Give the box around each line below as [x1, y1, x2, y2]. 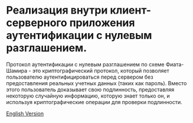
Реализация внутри [6, 4, 108, 17]
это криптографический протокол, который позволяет [32, 67, 169, 74]
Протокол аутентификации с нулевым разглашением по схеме [6, 60, 165, 68]
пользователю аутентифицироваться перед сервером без [6, 73, 153, 80]
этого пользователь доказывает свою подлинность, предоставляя [6, 86, 175, 93]
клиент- [110, 4, 152, 17]
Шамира [6, 67, 28, 74]
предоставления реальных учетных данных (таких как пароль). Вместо [6, 79, 187, 86]
